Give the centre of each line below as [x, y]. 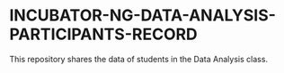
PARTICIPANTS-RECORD [103, 34]
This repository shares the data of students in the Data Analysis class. [138, 59]
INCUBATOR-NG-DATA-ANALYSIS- [143, 16]
